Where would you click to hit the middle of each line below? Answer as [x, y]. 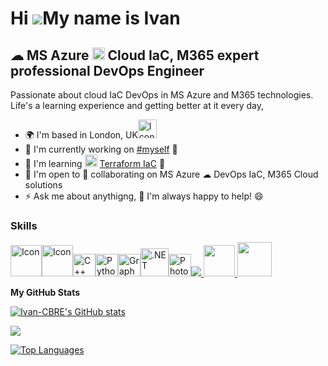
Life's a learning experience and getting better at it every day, [137, 105]
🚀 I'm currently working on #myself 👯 [101, 149]
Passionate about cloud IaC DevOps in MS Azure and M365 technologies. [162, 95]
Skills [24, 225]
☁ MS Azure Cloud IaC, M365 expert [135, 55]
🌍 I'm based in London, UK [81, 135]
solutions [43, 185]
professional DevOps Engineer [107, 70]
